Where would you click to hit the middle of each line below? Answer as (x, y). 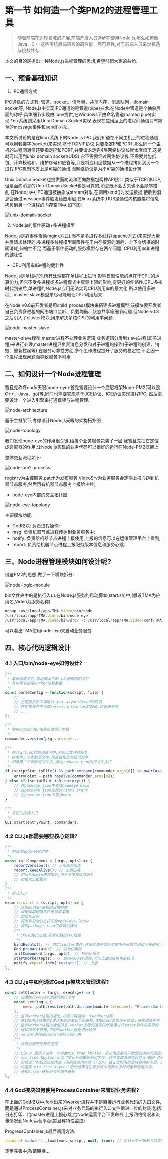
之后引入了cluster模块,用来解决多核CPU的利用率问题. (60, 318)
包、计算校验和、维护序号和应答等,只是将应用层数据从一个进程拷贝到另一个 (82, 162)
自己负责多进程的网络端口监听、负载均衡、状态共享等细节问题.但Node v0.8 (82, 311)
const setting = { (33, 1002)
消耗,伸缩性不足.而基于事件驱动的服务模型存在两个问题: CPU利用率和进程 (84, 248)
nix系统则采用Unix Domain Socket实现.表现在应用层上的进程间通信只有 (86, 120)
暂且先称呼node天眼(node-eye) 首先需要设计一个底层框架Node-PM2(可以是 (83, 387)
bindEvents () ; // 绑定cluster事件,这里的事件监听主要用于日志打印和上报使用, (88, 945)
